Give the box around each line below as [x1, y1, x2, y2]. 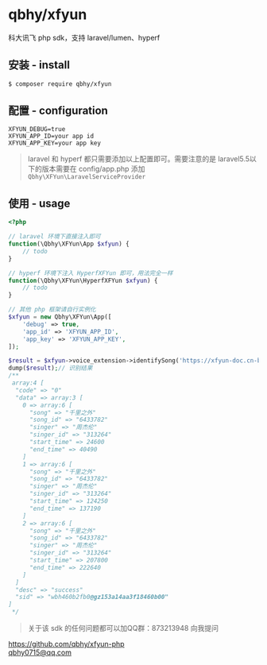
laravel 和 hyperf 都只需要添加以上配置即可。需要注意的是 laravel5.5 [27, 154, 250, 164]
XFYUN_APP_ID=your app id [8, 133, 94, 141]
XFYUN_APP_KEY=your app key [8, 139, 102, 148]
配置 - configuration [8, 104, 109, 118]
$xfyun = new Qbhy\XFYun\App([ [8, 313, 112, 321]
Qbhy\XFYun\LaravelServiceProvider [27, 173, 146, 181]
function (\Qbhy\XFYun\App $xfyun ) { [8, 240, 130, 248]
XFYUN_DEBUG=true [8, 126, 66, 133]
